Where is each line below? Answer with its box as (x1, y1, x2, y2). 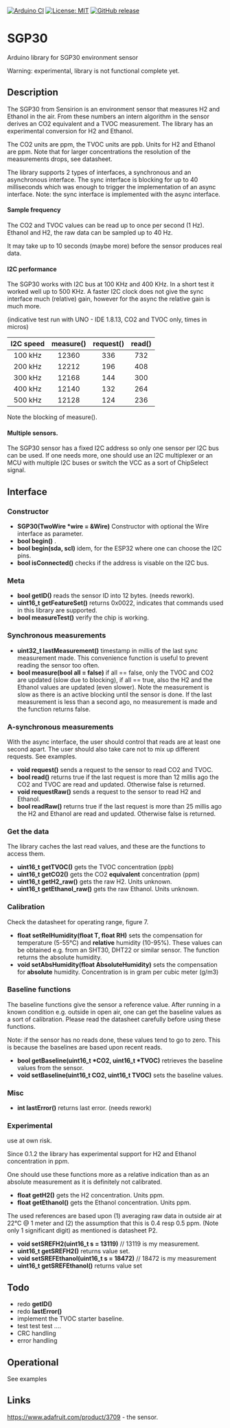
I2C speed (10, 339, 45, 349)
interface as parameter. (16, 530, 84, 538)
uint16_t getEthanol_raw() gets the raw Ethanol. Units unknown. (16, 885, 199, 893)
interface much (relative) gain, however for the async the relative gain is (7, 295, 211, 303)
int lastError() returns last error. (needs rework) (16, 1104, 152, 1112)
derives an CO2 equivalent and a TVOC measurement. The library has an (7, 119, 214, 127)
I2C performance (7, 265, 57, 273)
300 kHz (13, 373, 43, 383)
